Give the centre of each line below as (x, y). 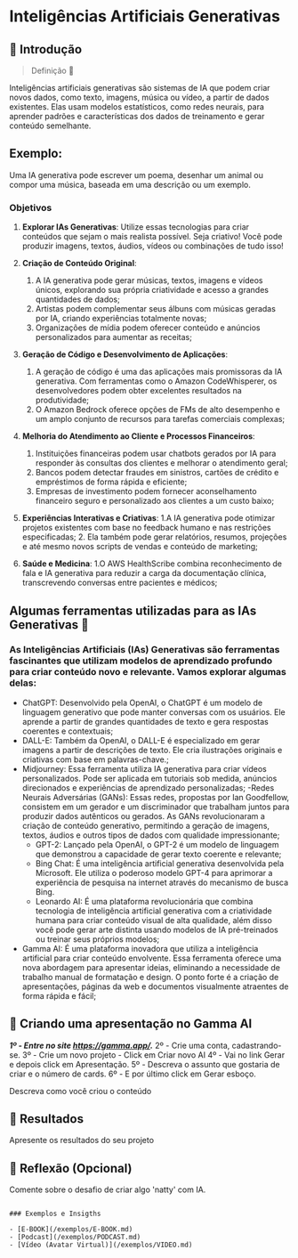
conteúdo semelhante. (50, 126)
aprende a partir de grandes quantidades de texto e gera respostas (145, 721)
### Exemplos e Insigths (55, 1214)
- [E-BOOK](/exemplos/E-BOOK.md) (71, 1230)
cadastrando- (257, 1045)
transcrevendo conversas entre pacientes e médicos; (120, 583)
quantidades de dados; (77, 299)
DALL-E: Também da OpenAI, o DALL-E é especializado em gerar (141, 740)
